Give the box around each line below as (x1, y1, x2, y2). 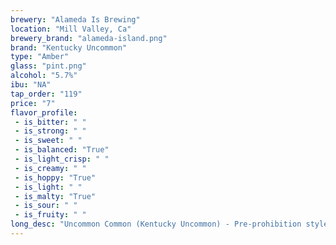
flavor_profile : (10, 107, 78, 118)
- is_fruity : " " (14, 210, 87, 220)
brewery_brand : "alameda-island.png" (10, 33, 168, 43)
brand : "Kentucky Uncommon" (10, 42, 128, 53)
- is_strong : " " (14, 126, 87, 136)
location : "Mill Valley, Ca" (10, 24, 132, 34)
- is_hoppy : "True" (14, 172, 97, 183)
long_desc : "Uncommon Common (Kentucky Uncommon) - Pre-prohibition (10, 219, 302, 230)
